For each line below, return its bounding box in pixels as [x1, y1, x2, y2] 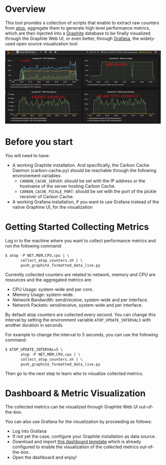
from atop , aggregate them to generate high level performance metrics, [5, 25, 151, 31]
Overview [5, 3, 46, 15]
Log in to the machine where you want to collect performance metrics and [5, 238, 156, 244]
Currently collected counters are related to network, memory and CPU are [5, 271, 156, 277]
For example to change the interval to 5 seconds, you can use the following [5, 331, 158, 337]
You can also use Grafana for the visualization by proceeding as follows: [5, 419, 152, 425]
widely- [140, 36, 156, 41]
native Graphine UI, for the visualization [12, 204, 93, 210]
